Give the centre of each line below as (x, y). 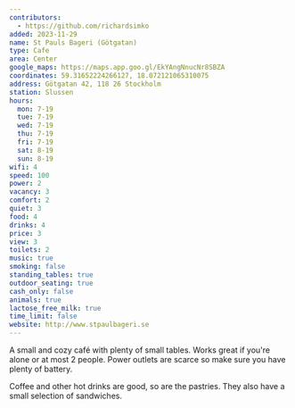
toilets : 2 (29, 250)
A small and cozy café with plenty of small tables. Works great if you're (139, 350)
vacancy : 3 (29, 192)
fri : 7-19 (35, 142)
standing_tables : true (51, 275)
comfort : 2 (29, 200)
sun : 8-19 (35, 158)
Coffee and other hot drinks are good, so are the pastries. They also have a (147, 386)
